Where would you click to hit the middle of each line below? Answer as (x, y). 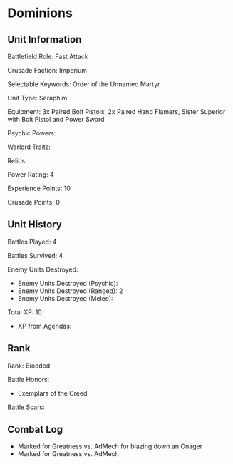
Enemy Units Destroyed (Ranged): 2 (70, 291)
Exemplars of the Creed (52, 393)
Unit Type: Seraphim (37, 98)
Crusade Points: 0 (34, 202)
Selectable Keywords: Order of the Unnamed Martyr (84, 84)
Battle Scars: (26, 407)
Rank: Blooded (29, 366)
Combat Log (35, 429)
